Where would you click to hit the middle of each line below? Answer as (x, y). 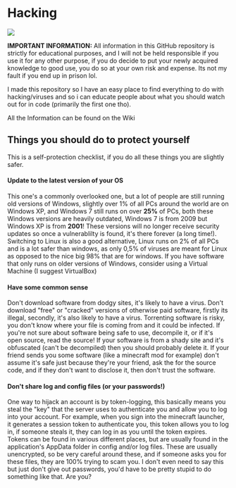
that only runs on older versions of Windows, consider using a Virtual (107, 263)
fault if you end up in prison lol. (52, 75)
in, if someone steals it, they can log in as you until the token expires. (107, 432)
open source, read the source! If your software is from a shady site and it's (116, 340)
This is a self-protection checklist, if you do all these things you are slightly (116, 157)
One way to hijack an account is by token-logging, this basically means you (117, 402)
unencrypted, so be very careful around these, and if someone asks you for (117, 454)
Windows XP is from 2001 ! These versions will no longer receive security (113, 226)
